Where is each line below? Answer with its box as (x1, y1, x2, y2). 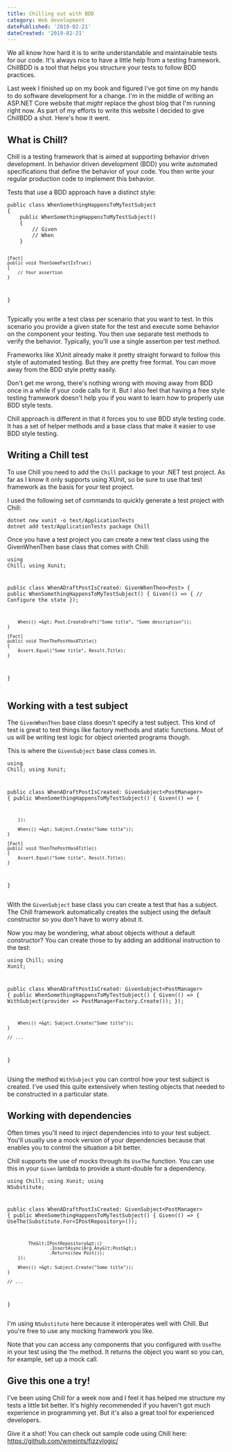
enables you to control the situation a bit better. (7, 1143, 142, 1152)
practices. (7, 71, 36, 79)
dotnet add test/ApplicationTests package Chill (7, 523, 150, 530)
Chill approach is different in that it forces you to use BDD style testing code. (7, 414, 226, 423)
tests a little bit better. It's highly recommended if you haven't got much (7, 1401, 211, 1409)
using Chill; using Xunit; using (7, 1177, 104, 1184)
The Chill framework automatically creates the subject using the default (7, 908, 211, 917)
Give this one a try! (7, 1375, 91, 1387)
